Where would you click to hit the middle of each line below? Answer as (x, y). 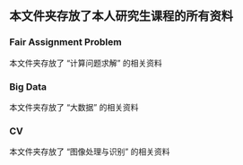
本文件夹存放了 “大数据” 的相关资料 (74, 107)
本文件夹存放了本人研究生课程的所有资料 (121, 16)
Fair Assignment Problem (66, 42)
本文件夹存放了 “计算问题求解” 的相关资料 (86, 63)
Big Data (28, 86)
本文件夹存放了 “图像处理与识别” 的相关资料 (90, 152)
